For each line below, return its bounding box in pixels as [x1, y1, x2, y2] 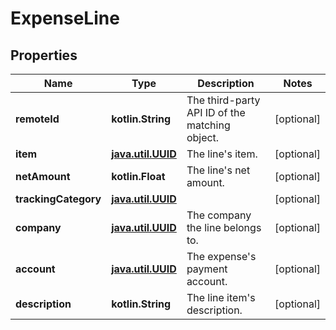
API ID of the [186, 106, 246, 119]
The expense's [186, 250, 257, 263]
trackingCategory [15, 192, 102, 206]
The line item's [186, 291, 256, 304]
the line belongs [186, 221, 262, 234]
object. [186, 131, 220, 144]
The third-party [186, 93, 261, 107]
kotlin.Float [111, 170, 166, 183]
